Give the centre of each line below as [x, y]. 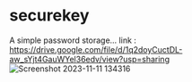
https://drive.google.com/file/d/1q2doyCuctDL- [96, 49]
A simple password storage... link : [73, 40]
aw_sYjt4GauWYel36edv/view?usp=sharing [90, 59]
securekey [49, 16]
